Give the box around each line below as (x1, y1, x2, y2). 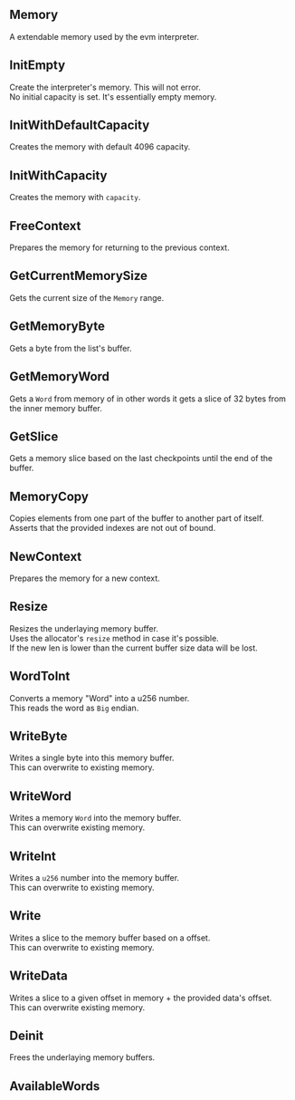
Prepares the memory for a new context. (9, 573, 160, 584)
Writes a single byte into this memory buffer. (9, 752, 175, 764)
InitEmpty (9, 58, 66, 73)
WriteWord (9, 788, 72, 804)
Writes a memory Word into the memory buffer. (9, 813, 182, 824)
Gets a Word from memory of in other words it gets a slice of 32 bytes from (9, 393, 287, 404)
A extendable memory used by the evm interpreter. (9, 31, 200, 42)
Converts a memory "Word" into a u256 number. (9, 692, 190, 703)
